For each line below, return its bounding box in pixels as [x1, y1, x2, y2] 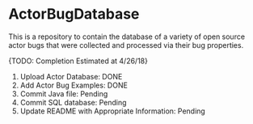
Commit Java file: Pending [19, 88, 108, 98]
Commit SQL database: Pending [19, 97, 127, 107]
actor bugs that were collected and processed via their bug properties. [8, 40, 244, 49]
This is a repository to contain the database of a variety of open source [8, 32, 245, 41]
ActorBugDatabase [8, 5, 140, 24]
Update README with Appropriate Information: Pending [19, 106, 206, 116]
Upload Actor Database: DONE [19, 71, 123, 81]
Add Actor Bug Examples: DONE [19, 80, 128, 90]
